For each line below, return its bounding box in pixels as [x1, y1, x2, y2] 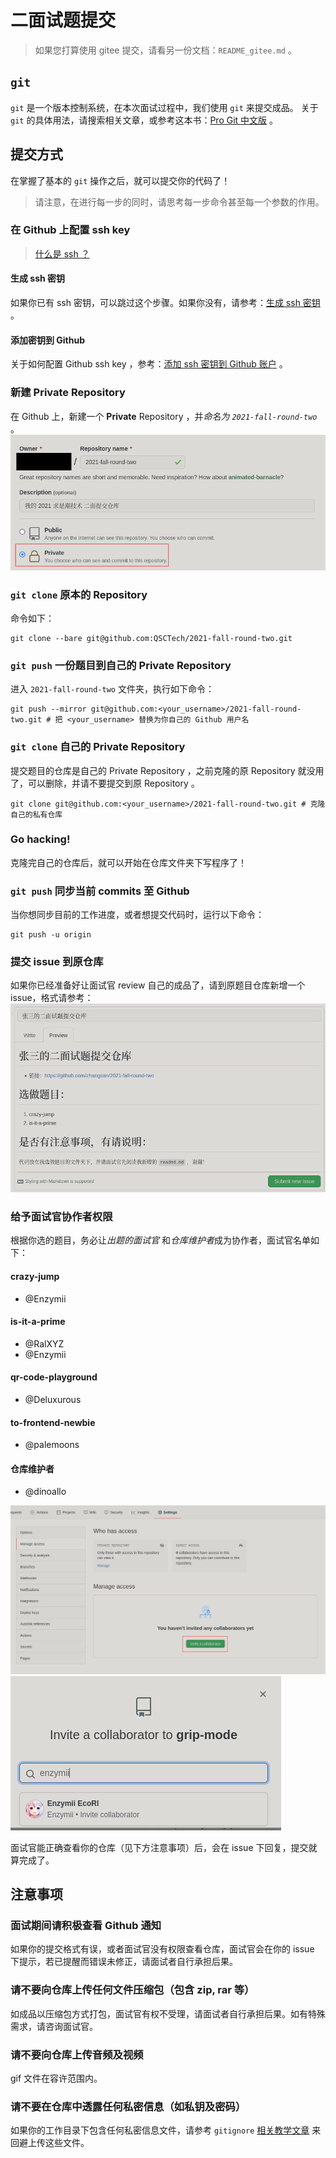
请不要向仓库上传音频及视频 [10, 2047, 144, 2061]
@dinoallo [24, 1486, 67, 1498]
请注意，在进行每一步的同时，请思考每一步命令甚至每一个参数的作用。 [34, 196, 325, 208]
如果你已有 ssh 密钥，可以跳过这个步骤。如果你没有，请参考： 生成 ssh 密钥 [10, 297, 321, 309]
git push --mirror [10, 704, 87, 715]
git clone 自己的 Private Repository [10, 740, 186, 754]
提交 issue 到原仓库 [10, 955, 104, 969]
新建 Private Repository [10, 386, 126, 400]
